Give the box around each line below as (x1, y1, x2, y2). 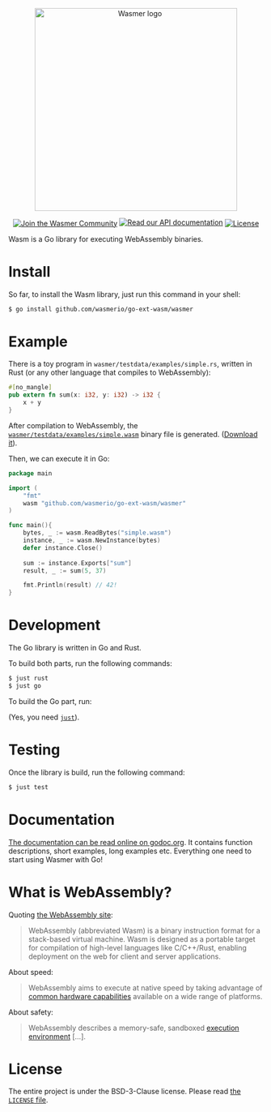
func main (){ (8, 522, 53, 530)
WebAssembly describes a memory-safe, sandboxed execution (28, 1023, 240, 1033)
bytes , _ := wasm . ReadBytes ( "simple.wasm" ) (23, 529, 172, 537)
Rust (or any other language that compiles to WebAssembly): (8, 367, 211, 377)
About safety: (8, 1007, 54, 1017)
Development (8, 616, 101, 634)
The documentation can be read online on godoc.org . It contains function (8, 837, 253, 847)
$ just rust (8, 674, 49, 683)
